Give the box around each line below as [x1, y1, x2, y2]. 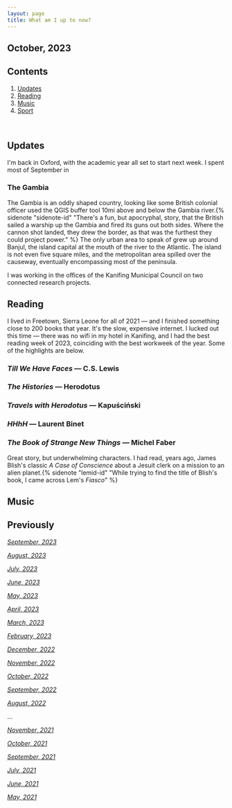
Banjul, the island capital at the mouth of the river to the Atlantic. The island [7, 243, 222, 251]
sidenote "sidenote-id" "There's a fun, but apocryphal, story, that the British [7, 213, 224, 222]
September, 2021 [7, 753, 55, 761]
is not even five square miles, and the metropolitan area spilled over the [7, 250, 211, 258]
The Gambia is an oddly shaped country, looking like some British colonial [7, 198, 218, 207]
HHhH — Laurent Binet [7, 419, 84, 429]
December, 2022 [7, 645, 55, 653]
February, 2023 [7, 631, 52, 640]
